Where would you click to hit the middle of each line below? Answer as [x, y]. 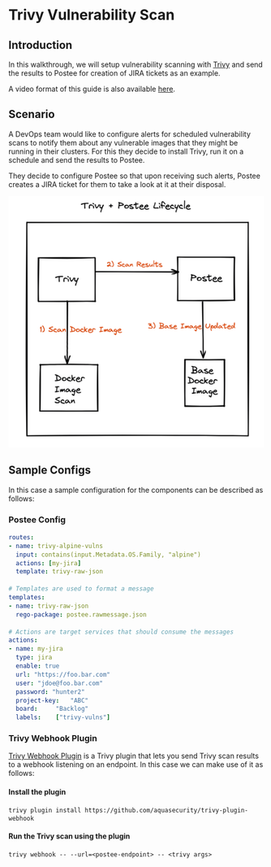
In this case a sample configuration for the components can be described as [136, 490]
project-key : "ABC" [52, 700]
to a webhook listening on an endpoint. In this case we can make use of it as [136, 765]
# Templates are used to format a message [81, 589]
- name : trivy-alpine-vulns [56, 546]
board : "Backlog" [52, 709]
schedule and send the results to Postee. [77, 159]
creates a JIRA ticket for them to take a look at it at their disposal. [117, 184]
